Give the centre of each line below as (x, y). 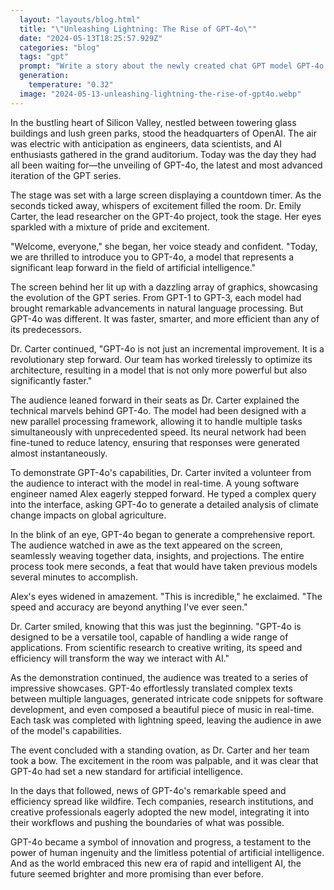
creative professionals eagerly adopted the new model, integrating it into (160, 812)
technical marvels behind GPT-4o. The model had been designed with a (158, 410)
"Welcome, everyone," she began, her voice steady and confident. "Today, (164, 246)
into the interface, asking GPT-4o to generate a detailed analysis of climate (165, 504)
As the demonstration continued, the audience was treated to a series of (159, 677)
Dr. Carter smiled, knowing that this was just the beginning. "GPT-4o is (156, 626)
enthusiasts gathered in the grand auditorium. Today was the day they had (163, 154)
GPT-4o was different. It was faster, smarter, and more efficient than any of (165, 318)
